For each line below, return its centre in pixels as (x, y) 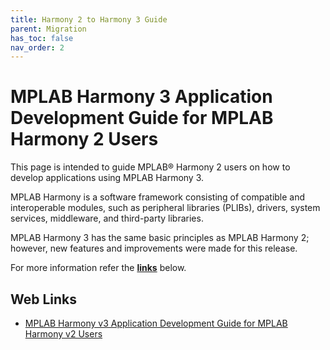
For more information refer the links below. (98, 268)
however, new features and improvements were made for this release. (154, 248)
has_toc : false (42, 38)
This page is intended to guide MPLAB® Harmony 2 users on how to (150, 167)
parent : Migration (48, 29)
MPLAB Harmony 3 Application (141, 97)
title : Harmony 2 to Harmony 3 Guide (89, 19)
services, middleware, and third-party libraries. (107, 218)
